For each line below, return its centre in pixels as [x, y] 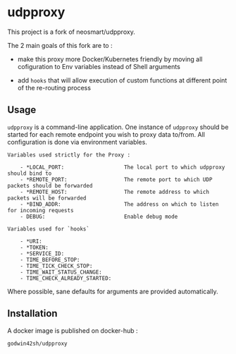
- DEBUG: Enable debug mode [99, 216]
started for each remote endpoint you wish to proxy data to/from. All [106, 134]
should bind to [30, 173]
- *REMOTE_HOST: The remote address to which [115, 192]
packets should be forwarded [50, 185]
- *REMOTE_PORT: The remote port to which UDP [116, 179]
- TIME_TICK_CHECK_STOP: [56, 266]
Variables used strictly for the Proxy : [69, 155]
